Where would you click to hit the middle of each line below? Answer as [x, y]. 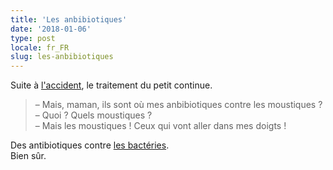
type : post [33, 38]
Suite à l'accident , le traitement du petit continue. [111, 85]
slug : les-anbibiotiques [62, 57]
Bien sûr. [28, 156]
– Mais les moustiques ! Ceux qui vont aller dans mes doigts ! [160, 126]
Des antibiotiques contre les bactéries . [90, 145]
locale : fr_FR [40, 47]
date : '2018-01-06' [51, 29]
